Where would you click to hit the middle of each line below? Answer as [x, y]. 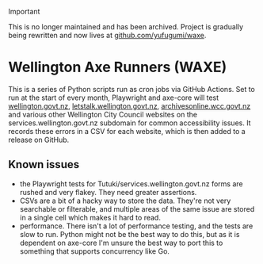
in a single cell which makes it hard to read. [90, 217]
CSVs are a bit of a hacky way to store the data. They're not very [125, 201]
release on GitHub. [39, 140]
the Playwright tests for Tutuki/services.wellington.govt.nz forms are [131, 184]
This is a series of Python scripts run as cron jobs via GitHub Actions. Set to [131, 89]
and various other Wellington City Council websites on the [103, 114]
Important [24, 11]
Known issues [44, 165]
